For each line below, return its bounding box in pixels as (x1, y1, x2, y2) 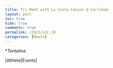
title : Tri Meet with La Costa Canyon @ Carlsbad (5, 7, 109, 12)
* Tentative (5, 47, 26, 54)
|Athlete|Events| (5, 57, 38, 63)
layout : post (5, 12, 32, 17)
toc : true (5, 16, 25, 21)
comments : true (5, 25, 36, 30)
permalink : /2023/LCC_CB (5, 30, 56, 35)
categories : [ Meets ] (5, 35, 47, 40)
